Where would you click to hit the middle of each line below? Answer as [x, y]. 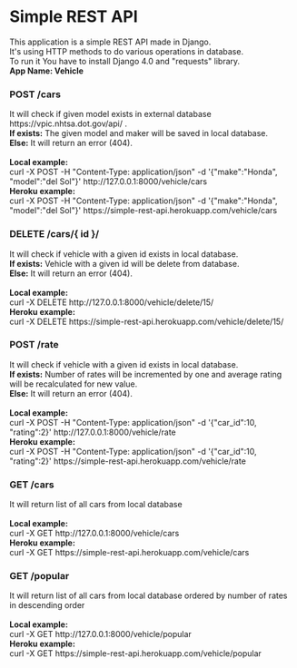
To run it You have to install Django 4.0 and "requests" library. [125, 61]
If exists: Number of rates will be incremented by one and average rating [146, 374]
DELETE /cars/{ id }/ [54, 234]
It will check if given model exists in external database [110, 114]
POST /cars [35, 94]
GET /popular [40, 576]
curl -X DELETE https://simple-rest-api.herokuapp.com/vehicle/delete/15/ [147, 321]
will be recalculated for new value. [74, 384]
